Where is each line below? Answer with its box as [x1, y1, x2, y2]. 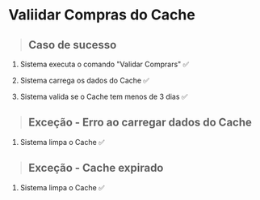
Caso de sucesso [27, 38, 117, 52]
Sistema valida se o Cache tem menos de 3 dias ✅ [19, 91, 188, 101]
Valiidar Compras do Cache [8, 6, 195, 24]
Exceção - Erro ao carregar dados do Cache [27, 116, 253, 130]
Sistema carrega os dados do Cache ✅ [19, 75, 149, 85]
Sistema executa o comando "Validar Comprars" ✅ [19, 59, 190, 69]
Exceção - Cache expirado [27, 161, 164, 175]
